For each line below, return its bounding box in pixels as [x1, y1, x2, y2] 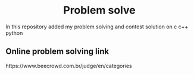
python [5, 29, 23, 36]
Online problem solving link [5, 47, 109, 57]
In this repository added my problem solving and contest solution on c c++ [5, 23, 189, 30]
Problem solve [63, 4, 136, 17]
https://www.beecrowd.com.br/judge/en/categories [5, 62, 132, 69]
